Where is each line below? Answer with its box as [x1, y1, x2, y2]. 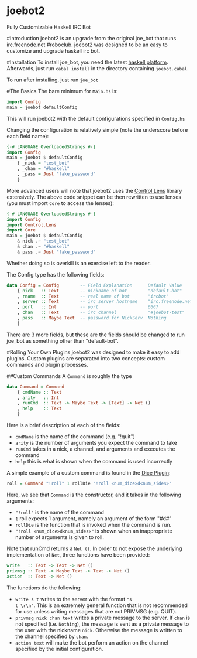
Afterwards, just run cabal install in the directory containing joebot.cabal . [6, 64, 189, 71]
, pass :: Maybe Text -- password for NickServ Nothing [17, 315, 167, 321]
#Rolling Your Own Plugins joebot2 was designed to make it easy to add [6, 349, 180, 356]
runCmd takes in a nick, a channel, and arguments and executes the [15, 445, 175, 452]
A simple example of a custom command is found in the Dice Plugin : [6, 469, 171, 476]
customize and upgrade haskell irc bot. [6, 47, 101, 54]
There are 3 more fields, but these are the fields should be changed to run [6, 331, 185, 338]
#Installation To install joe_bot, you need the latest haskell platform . [6, 59, 168, 66]
